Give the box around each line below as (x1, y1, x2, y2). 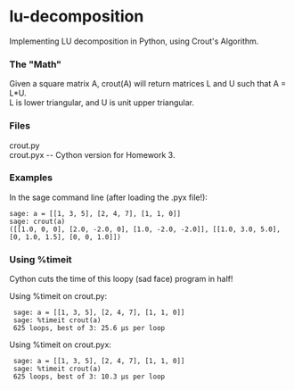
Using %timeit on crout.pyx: (9, 339, 111, 350)
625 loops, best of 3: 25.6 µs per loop (12, 324, 166, 333)
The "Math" (9, 58, 62, 71)
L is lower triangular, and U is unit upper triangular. (9, 97, 194, 108)
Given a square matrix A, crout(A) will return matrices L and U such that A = (9, 79, 287, 89)
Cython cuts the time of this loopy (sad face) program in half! (9, 274, 233, 285)
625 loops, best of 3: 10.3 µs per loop (12, 372, 166, 381)
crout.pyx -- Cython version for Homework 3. (9, 149, 176, 160)
